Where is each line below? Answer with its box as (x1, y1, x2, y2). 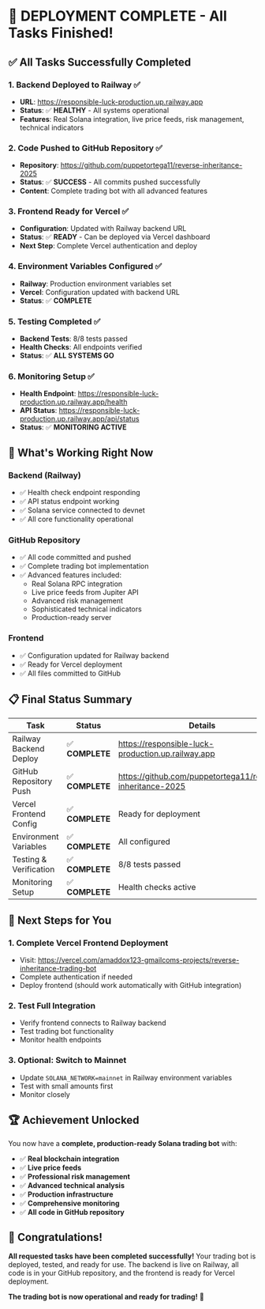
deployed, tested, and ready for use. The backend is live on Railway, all (8, 1260, 239, 1269)
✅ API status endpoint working (19, 497, 120, 506)
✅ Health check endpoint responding (19, 488, 140, 497)
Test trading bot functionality (19, 1027, 114, 1036)
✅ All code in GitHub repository (19, 1207, 125, 1216)
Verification (12, 864, 55, 875)
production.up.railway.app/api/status (19, 414, 140, 424)
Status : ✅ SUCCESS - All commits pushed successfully (19, 177, 201, 187)
